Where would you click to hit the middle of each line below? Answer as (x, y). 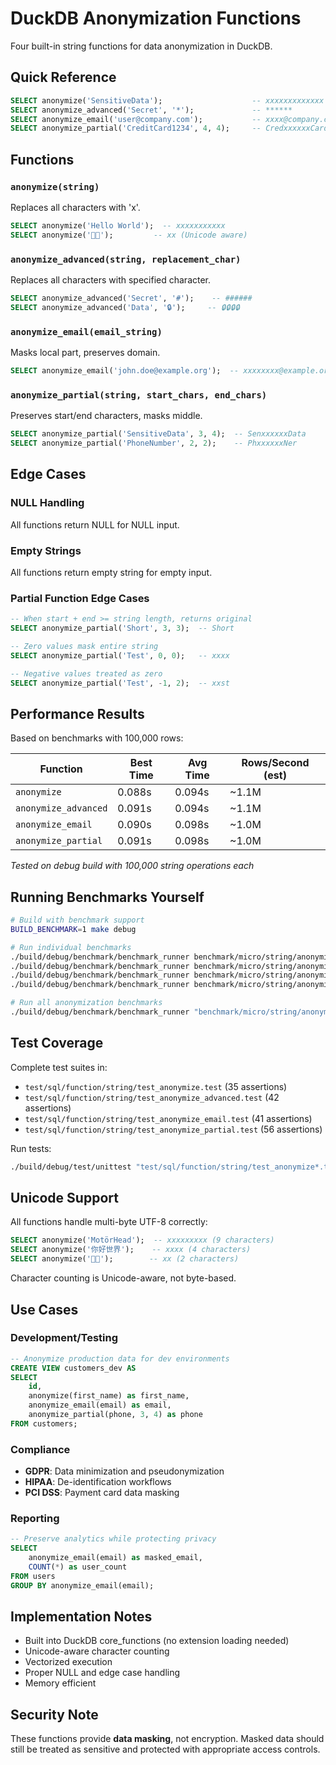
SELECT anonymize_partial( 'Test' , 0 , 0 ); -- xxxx (120, 655)
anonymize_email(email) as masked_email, (115, 1558)
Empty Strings (46, 550)
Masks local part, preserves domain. (85, 353)
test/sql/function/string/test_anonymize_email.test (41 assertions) (168, 1118)
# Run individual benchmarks (71, 947)
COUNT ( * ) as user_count (78, 1567)
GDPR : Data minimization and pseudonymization (124, 1471)
